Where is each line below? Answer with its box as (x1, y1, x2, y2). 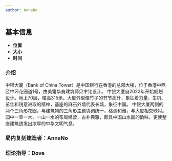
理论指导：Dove (5, 149, 45, 156)
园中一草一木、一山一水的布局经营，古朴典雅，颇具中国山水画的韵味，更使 (5, 114, 162, 120)
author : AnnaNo (5, 7, 38, 13)
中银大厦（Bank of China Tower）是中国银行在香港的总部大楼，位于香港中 (5, 82, 162, 88)
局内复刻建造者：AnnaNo (5, 134, 68, 142)
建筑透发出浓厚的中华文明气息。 (9, 120, 77, 126)
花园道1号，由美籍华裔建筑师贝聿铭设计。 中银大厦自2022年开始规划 (18, 88, 163, 94)
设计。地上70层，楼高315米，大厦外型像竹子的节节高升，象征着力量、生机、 (5, 94, 166, 100)
